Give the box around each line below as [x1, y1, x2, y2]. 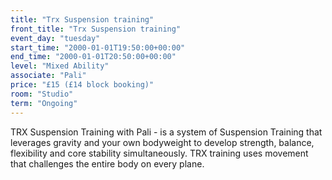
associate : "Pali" [10, 71, 87, 81]
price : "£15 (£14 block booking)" [10, 80, 155, 90]
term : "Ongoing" [10, 98, 78, 108]
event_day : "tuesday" [10, 33, 101, 43]
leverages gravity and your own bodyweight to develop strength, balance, [10, 136, 315, 148]
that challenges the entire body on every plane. [10, 157, 205, 170]
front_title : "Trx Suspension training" [10, 24, 182, 34]
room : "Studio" [10, 89, 74, 99]
